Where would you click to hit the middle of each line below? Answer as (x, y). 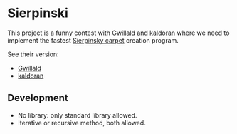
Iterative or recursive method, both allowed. (81, 123)
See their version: (33, 54)
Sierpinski (38, 13)
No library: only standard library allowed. (77, 115)
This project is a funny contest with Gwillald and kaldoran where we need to (118, 33)
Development (38, 98)
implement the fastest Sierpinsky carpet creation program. (93, 40)
